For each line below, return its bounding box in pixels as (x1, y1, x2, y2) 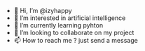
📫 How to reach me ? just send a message (13, 37, 138, 44)
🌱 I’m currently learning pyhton (13, 21, 104, 29)
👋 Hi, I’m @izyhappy (13, 7, 72, 14)
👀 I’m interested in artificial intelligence (13, 14, 126, 22)
